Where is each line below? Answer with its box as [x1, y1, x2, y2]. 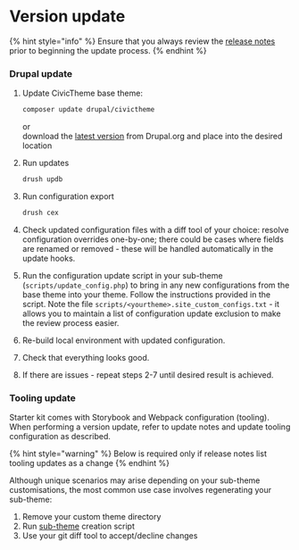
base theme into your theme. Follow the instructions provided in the [21, 288, 270, 300]
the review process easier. [21, 317, 120, 328]
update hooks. [21, 253, 76, 263]
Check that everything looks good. [21, 352, 150, 362]
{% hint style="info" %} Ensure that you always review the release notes [9, 36, 276, 46]
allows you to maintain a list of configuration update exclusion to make [21, 308, 281, 319]
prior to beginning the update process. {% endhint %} [9, 45, 207, 55]
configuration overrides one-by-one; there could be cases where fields [21, 234, 284, 245]
